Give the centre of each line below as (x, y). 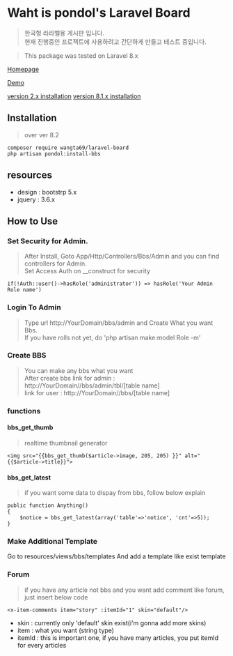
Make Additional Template (52, 542)
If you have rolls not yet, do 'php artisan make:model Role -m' (112, 337)
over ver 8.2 (41, 135)
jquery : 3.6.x (36, 199)
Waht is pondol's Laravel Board (99, 13)
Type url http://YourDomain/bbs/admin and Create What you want (119, 323)
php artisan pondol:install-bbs (54, 154)
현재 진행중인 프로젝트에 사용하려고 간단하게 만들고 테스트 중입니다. (115, 41)
